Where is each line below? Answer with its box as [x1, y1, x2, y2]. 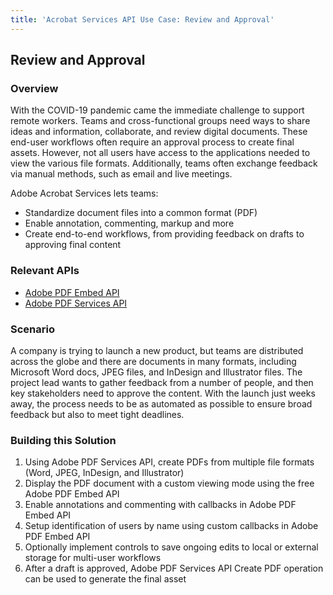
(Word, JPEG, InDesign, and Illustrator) [24, 467, 185, 479]
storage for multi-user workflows [24, 552, 162, 564]
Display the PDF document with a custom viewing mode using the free [24, 477, 315, 490]
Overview [10, 81, 59, 95]
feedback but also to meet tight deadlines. [10, 408, 185, 420]
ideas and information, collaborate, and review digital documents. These [10, 126, 308, 138]
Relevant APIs [10, 264, 80, 278]
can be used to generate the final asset [24, 573, 187, 585]
